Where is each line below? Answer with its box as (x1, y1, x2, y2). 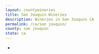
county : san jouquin (5, 26, 49, 31)
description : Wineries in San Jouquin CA (5, 17, 94, 22)
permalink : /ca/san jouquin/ (5, 21, 67, 27)
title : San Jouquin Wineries (5, 12, 67, 17)
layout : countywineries (5, 7, 56, 13)
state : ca (5, 31, 26, 36)
